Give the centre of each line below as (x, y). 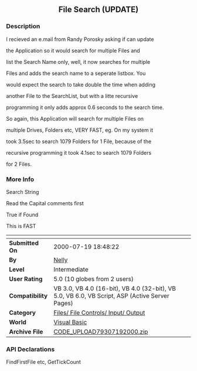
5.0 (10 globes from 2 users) (94, 279)
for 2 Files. (19, 164)
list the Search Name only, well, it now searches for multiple (78, 62)
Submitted (24, 243)
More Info (20, 179)
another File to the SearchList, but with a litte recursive (72, 96)
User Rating (26, 279)
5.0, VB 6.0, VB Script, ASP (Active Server (111, 295)
